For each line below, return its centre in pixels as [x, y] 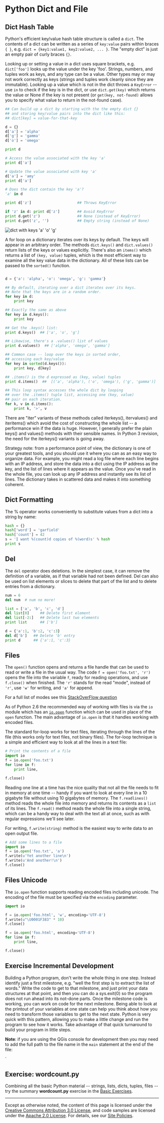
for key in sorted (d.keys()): [36, 363]
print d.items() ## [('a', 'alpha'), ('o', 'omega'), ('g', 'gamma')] [81, 381]
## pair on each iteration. [34, 400]
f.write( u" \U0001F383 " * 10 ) [35, 919]
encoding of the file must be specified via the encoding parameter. [72, 897]
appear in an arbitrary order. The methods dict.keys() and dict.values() [79, 245]
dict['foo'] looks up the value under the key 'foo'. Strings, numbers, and [79, 69]
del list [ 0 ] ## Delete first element [48, 613]
